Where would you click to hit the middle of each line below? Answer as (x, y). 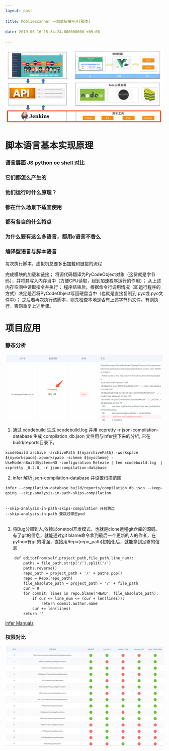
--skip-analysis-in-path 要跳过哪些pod (45, 514)
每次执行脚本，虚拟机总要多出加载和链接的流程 (54, 263)
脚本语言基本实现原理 (50, 145)
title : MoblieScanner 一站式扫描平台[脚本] (48, 21)
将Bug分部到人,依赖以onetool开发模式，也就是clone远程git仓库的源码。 (86, 529)
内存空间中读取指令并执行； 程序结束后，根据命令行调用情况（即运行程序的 (83, 287)
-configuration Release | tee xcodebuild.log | (111, 463)
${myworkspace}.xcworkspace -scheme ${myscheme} (57, 458)
